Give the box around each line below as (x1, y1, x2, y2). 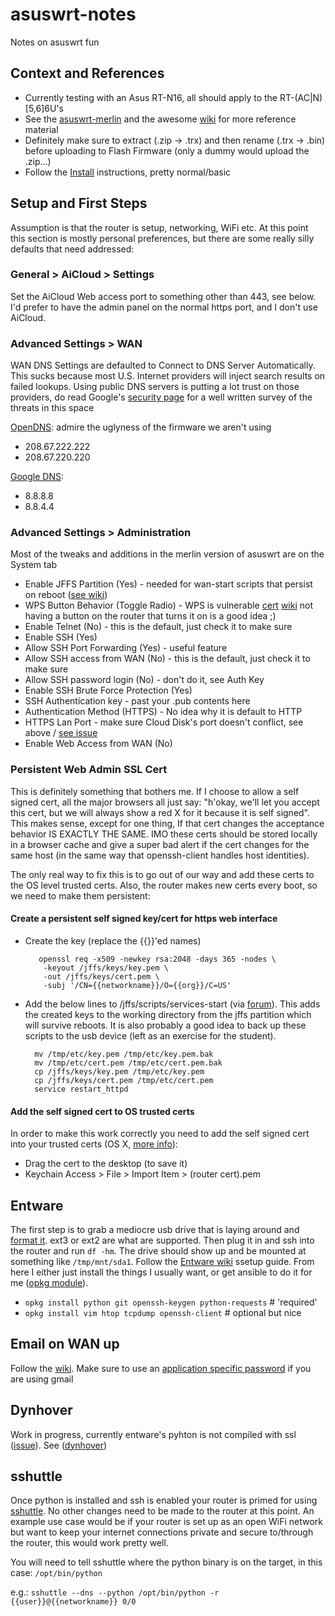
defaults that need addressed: (10, 243, 135, 255)
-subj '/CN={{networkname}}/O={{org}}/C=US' (43, 980, 232, 990)
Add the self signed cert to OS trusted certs (10, 1105, 195, 1117)
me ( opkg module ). (10, 1276, 89, 1288)
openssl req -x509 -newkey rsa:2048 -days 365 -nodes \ (38, 954, 277, 964)
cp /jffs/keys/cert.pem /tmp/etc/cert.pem (34, 1075, 214, 1085)
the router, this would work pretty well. (10, 1537, 169, 1549)
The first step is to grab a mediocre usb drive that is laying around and (10, 1223, 300, 1235)
